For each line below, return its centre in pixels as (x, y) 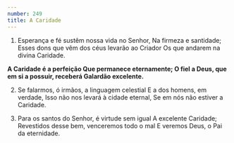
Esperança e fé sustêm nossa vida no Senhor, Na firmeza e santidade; (119, 40)
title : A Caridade (34, 20)
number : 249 (25, 14)
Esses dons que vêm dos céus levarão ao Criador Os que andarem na (119, 48)
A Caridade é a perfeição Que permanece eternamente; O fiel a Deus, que (117, 69)
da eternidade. (39, 133)
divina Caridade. (41, 55)
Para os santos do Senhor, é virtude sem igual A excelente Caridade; (117, 118)
